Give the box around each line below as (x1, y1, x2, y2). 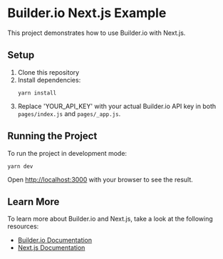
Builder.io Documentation (17, 236, 93, 245)
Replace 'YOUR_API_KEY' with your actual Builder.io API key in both (17, 102, 217, 110)
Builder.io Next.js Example (7, 5, 167, 21)
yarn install (17, 89, 57, 97)
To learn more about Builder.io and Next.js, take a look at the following (7, 215, 214, 223)
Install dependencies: (17, 75, 81, 84)
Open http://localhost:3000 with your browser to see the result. (7, 175, 194, 184)
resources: (7, 222, 39, 231)
